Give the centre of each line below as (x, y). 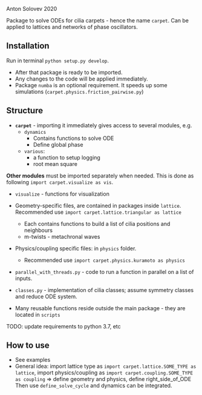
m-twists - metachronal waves (62, 236)
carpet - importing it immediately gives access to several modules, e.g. (103, 125)
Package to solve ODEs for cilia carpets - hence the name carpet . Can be (98, 20)
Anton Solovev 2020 (32, 9)
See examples (33, 360)
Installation (28, 46)
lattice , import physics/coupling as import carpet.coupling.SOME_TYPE (104, 373)
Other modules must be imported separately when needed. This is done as (100, 176)
